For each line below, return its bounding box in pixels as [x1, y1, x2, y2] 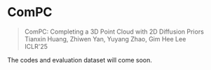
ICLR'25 [24, 42, 48, 50]
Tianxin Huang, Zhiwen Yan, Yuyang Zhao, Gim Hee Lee [24, 34, 186, 43]
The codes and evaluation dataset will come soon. [7, 55, 152, 64]
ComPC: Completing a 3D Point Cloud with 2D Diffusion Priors [24, 27, 205, 36]
